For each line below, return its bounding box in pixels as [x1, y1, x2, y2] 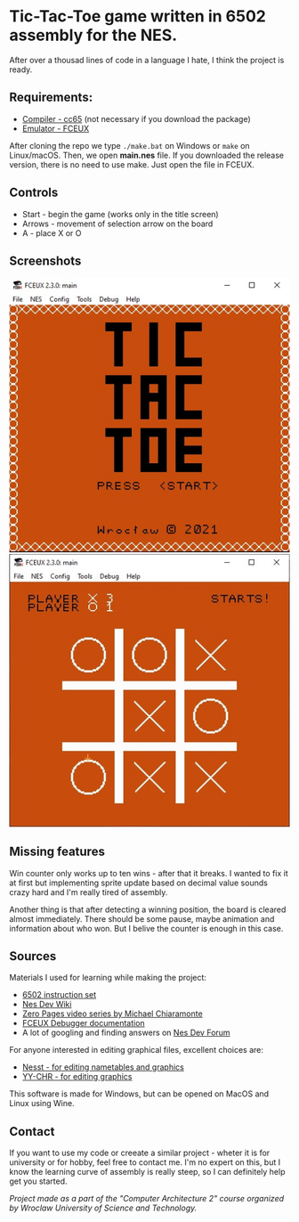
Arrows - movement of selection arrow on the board [21, 218, 214, 229]
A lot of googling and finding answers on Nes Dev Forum [21, 1027, 230, 1039]
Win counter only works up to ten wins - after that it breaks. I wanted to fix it [9, 868, 289, 878]
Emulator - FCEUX [21, 123, 90, 134]
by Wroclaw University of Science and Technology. [9, 1202, 198, 1213]
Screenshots [9, 253, 82, 268]
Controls [9, 185, 59, 200]
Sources [9, 949, 57, 964]
